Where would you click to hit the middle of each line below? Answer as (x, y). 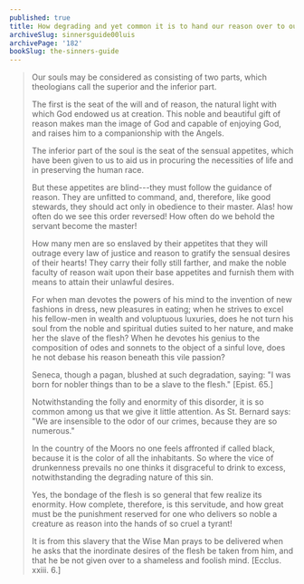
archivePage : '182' (46, 43)
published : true (40, 18)
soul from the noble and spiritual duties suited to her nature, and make (162, 329)
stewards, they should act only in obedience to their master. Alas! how (162, 207)
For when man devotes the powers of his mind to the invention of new (161, 300)
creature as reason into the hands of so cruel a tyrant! (132, 524)
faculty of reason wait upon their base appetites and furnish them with (163, 273)
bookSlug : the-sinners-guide (64, 52)
